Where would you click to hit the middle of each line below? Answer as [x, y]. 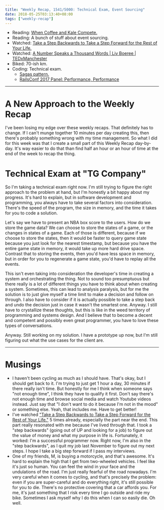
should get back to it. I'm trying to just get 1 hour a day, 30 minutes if [81, 383]
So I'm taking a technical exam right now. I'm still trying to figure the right [79, 187]
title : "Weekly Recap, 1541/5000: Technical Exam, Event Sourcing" [75, 10]
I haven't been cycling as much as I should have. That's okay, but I [79, 378]
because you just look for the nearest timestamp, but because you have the [81, 243]
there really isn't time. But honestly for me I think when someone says [82, 389]
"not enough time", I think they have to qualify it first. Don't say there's [83, 394]
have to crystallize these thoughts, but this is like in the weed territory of [78, 310]
